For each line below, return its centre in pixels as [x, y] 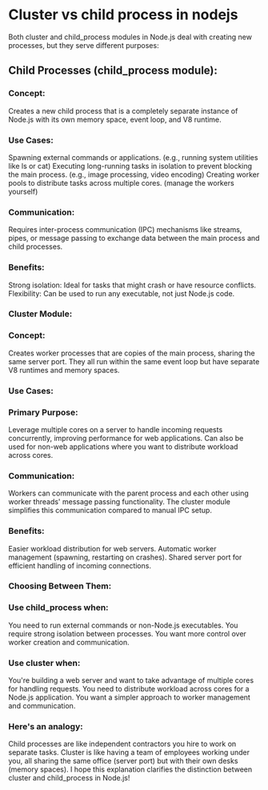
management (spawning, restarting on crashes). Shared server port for [125, 557]
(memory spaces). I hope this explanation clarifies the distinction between [130, 769]
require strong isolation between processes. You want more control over [127, 633]
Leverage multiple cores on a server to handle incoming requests [116, 429]
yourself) [23, 191]
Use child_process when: [59, 608]
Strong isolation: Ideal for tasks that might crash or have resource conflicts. [132, 285]
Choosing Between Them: [60, 586]
